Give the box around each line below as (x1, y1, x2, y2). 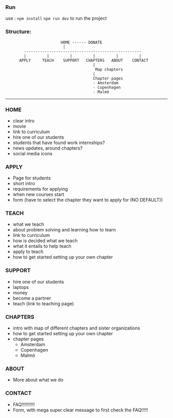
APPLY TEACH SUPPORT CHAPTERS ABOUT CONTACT (19, 58, 148, 63)
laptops (12, 284, 29, 290)
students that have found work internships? (12, 139, 105, 146)
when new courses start (12, 191, 64, 197)
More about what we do (12, 377, 63, 383)
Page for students (12, 175, 51, 181)
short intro (12, 180, 35, 187)
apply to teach (12, 248, 44, 255)
